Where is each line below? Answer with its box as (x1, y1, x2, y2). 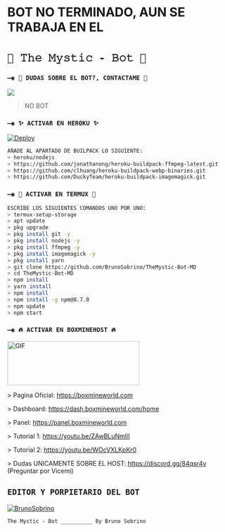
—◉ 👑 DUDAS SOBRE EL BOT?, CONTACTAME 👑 (7, 74, 148, 82)
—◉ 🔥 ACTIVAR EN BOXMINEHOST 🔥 (7, 326, 116, 334)
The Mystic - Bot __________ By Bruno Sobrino (7, 517, 146, 525)
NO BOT (24, 101, 49, 110)
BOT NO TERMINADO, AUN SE (7, 4, 186, 20)
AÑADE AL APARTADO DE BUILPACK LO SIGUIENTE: (7, 147, 143, 154)
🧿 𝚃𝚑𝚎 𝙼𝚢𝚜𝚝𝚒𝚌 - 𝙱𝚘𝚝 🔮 (7, 51, 146, 65)
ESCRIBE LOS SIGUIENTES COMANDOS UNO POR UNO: (7, 204, 146, 211)
